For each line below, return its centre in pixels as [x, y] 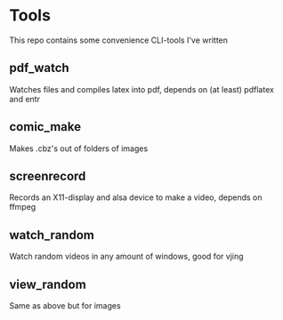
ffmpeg [23, 207]
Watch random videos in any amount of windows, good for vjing [126, 256]
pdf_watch [39, 68]
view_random [48, 284]
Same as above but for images [65, 306]
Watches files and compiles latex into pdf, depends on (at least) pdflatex [141, 89]
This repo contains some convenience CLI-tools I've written [119, 40]
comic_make [45, 127]
